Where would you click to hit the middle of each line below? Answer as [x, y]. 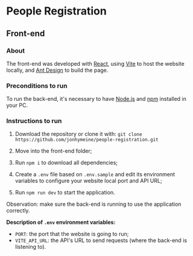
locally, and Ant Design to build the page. [57, 70]
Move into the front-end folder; [53, 151]
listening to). [30, 247]
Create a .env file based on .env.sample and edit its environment [95, 174]
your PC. [17, 105]
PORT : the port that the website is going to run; [72, 234]
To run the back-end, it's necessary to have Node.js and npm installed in [96, 99]
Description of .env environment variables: [61, 222]
